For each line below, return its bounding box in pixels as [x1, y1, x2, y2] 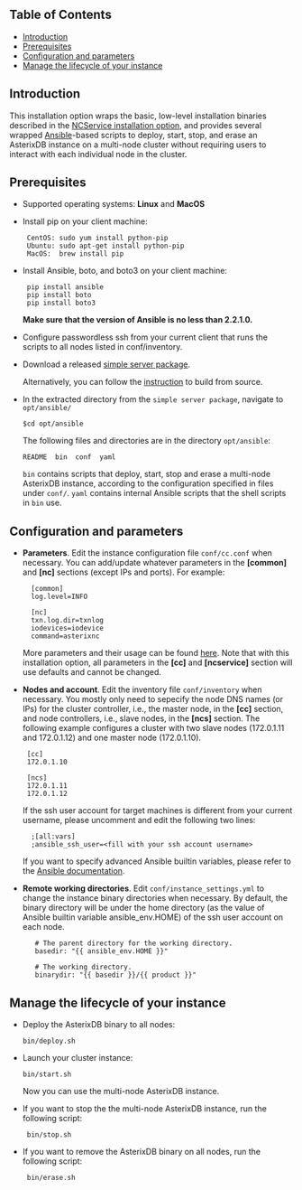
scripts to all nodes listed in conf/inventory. [22, 342, 183, 352]
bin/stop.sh [26, 1130, 72, 1139]
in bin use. [22, 497, 62, 509]
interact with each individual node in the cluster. [9, 148, 188, 159]
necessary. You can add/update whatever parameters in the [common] [22, 558, 287, 568]
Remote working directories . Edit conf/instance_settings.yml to [22, 883, 264, 894]
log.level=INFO [31, 592, 88, 602]
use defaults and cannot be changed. [22, 667, 162, 678]
